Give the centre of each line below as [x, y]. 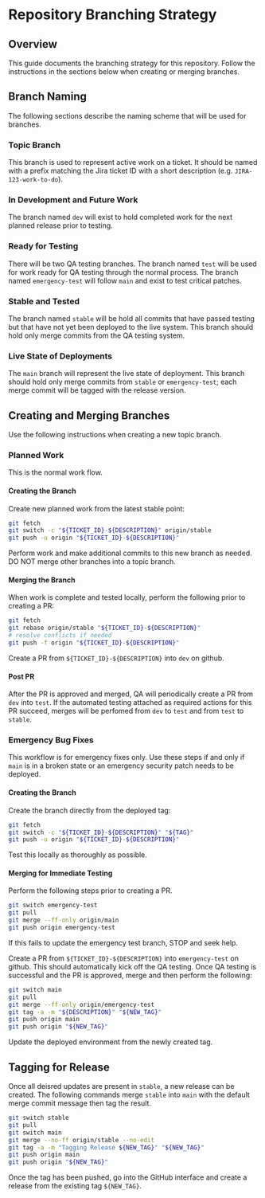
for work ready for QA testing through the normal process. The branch [123, 272]
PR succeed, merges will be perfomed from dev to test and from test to [126, 711]
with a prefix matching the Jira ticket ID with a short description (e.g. [121, 171]
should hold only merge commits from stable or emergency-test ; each [123, 382]
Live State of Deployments [60, 356]
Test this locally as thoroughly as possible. [78, 855]
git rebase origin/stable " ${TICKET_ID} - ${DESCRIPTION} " [105, 628]
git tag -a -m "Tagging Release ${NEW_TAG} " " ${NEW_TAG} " [106, 1147]
